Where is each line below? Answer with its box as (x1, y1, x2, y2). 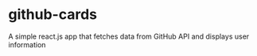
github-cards (8, 6, 98, 24)
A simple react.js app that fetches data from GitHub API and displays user (8, 32, 250, 41)
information (8, 39, 46, 49)
